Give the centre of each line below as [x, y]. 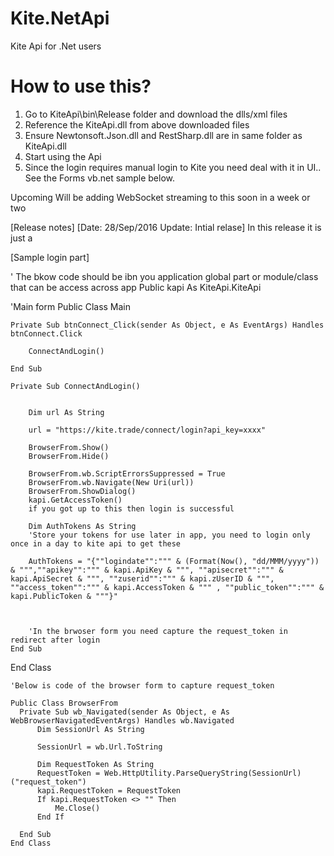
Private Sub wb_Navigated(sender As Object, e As [124, 712]
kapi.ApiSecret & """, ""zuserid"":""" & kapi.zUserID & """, [142, 578]
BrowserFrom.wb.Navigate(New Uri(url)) [111, 482]
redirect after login [55, 640]
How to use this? [81, 86]
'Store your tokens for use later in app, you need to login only [169, 535]
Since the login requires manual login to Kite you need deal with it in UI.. [173, 167]
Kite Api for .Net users [56, 46]
